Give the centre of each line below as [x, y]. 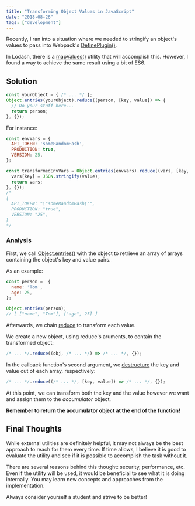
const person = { [28, 281]
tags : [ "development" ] [34, 22]
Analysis [19, 240]
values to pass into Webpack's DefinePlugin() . [62, 45]
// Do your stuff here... [43, 106]
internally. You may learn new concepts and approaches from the [85, 479]
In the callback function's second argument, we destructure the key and [93, 365]
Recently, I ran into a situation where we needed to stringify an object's [91, 39]
